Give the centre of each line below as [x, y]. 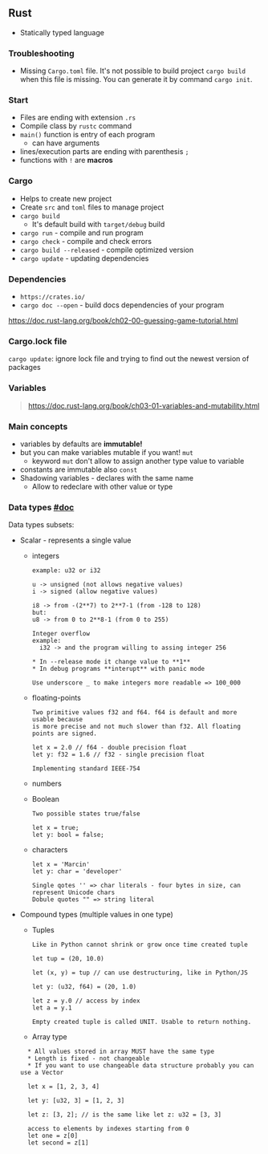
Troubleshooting [41, 53]
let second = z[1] [58, 1143]
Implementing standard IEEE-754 [86, 769]
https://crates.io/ [53, 297]
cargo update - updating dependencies [84, 258]
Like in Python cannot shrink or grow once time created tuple [140, 945]
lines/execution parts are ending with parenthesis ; [104, 152]
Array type [49, 1037]
